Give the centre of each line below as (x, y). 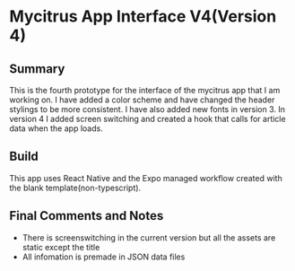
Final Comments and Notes (87, 216)
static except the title (61, 247)
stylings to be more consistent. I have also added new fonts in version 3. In (147, 109)
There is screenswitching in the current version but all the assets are (149, 237)
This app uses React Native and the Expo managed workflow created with (146, 178)
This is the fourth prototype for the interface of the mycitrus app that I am (145, 90)
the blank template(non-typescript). (75, 188)
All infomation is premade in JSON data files (104, 257)
